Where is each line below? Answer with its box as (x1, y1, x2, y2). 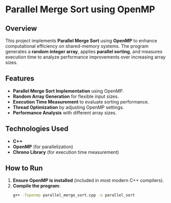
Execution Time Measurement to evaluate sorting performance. (12, 98, 149, 105)
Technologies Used (5, 125, 68, 133)
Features (5, 74, 34, 83)
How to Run (5, 164, 43, 173)
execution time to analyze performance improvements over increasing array (5, 54, 166, 60)
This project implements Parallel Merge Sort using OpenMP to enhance (5, 37, 158, 44)
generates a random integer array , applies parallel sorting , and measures (5, 49, 163, 54)
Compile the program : (12, 183, 61, 189)
